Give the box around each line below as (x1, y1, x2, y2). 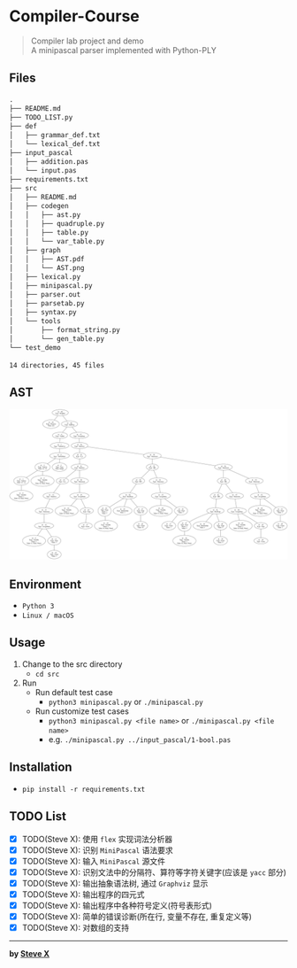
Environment (9, 577, 82, 592)
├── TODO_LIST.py (9, 112, 73, 121)
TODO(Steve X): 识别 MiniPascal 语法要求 (21, 844, 174, 856)
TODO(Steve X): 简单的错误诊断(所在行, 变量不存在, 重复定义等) (21, 910, 252, 922)
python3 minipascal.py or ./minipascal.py (48, 696, 203, 707)
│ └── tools (9, 316, 62, 325)
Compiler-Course (9, 6, 140, 27)
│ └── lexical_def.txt (9, 139, 101, 148)
